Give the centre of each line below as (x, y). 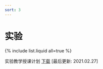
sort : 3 (13, 10)
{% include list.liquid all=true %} (38, 50)
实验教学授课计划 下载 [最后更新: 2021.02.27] (51, 61)
